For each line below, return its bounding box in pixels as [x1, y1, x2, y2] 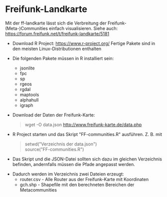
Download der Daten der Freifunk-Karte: [12, 111, 95, 118]
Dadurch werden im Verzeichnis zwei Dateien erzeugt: [12, 171, 124, 177]
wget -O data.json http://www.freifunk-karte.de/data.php [24, 121, 142, 127]
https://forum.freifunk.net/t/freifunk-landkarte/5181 [5, 30, 110, 36]
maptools [19, 91, 39, 97]
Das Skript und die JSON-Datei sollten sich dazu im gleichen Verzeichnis [12, 156, 162, 162]
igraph [19, 102, 33, 108]
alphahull [19, 96, 39, 103]
